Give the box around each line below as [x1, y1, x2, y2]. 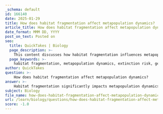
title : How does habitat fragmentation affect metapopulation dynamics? [5, 20, 155, 26]
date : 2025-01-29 [5, 16, 40, 21]
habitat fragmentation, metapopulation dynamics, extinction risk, [14, 61, 153, 66]
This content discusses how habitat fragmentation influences [14, 52, 142, 57]
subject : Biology [5, 88, 40, 93]
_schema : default [5, 7, 40, 12]
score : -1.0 [5, 102, 29, 107]
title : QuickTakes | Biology [9, 43, 68, 48]
